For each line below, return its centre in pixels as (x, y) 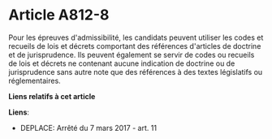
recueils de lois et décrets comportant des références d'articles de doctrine (135, 46)
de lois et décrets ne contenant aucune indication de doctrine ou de (122, 63)
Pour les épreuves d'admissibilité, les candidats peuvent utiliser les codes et (136, 37)
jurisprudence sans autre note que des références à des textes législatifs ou (136, 72)
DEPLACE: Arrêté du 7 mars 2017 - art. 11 (88, 128)
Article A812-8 (59, 15)
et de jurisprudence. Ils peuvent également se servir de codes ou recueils (132, 54)
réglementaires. (35, 80)
